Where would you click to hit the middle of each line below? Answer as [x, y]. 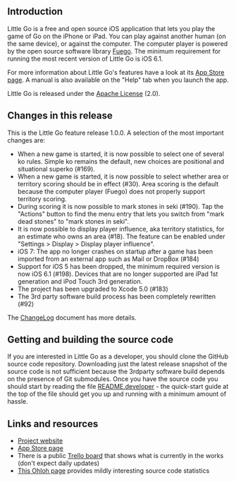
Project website [40, 441]
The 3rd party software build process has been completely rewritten [117, 296]
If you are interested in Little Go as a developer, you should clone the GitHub [118, 356]
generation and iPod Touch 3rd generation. [80, 281]
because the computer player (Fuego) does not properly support [111, 191]
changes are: [26, 140]
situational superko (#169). [56, 169]
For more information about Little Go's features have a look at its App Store [116, 72]
